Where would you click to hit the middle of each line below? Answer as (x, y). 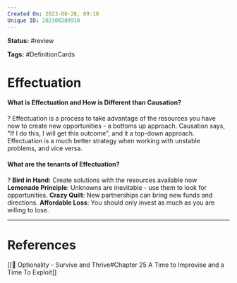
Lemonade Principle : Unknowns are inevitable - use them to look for (107, 188)
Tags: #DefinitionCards (41, 54)
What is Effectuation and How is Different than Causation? (95, 102)
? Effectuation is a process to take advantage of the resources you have (112, 118)
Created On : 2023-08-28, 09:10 (53, 14)
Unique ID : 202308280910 (44, 20)
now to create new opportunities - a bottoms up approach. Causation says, (116, 126)
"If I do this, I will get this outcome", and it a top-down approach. (101, 133)
